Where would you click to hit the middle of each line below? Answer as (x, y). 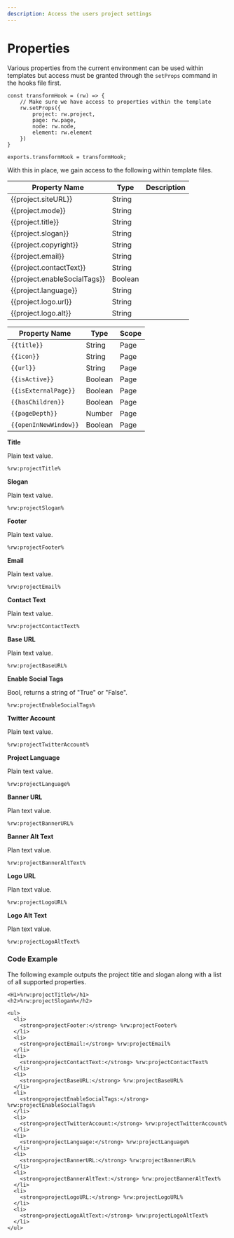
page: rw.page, (55, 120)
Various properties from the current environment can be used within (105, 68)
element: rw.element (62, 132)
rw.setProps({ (40, 108)
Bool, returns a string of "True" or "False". (68, 692)
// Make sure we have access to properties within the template (116, 102)
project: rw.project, (64, 114)
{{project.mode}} (38, 210)
